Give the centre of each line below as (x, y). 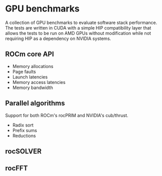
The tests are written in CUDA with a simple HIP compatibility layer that (78, 27)
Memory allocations (33, 66)
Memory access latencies (39, 82)
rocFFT (16, 168)
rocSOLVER (23, 151)
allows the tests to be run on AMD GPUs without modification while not (78, 33)
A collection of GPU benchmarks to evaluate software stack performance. (81, 22)
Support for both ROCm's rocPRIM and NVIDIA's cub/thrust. (67, 115)
